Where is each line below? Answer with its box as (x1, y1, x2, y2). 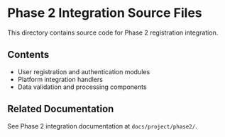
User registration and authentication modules (17, 67, 150, 76)
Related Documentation (7, 103, 114, 115)
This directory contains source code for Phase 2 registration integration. (7, 28, 219, 37)
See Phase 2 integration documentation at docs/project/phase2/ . (7, 121, 197, 130)
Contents (7, 49, 50, 61)
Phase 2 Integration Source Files (7, 5, 202, 21)
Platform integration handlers (17, 75, 103, 83)
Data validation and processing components (17, 83, 147, 91)
